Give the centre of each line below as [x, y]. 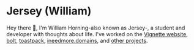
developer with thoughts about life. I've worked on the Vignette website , [97, 34]
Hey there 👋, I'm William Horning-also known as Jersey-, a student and [96, 28]
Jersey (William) [49, 11]
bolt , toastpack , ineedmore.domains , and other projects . [77, 40]
